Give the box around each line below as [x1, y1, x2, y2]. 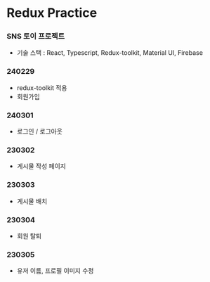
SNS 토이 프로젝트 [6, 32, 65, 41]
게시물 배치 [16, 197, 48, 205]
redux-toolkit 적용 [16, 83, 67, 92]
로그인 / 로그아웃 [16, 127, 63, 136]
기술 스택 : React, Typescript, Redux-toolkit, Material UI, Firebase [16, 49, 203, 57]
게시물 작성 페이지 [16, 162, 66, 170]
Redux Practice [6, 5, 98, 21]
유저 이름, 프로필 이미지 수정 [16, 267, 94, 275]
